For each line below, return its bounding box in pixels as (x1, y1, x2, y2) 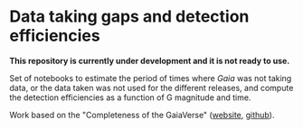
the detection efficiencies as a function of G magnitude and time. (9, 92, 251, 103)
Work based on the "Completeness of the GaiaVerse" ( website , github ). (9, 109, 275, 120)
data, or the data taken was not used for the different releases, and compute (9, 82, 294, 93)
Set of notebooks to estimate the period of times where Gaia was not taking (9, 72, 292, 83)
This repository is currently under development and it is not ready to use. (9, 55, 290, 66)
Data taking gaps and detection (9, 6, 250, 27)
